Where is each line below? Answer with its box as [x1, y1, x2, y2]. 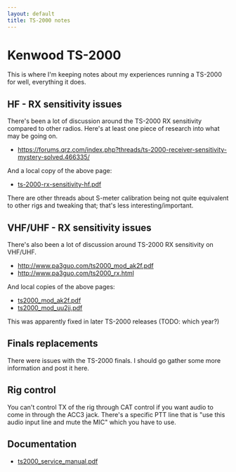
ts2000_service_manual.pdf [17, 457, 98, 465]
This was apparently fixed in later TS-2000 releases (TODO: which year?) [7, 317, 220, 326]
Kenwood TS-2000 [7, 47, 122, 63]
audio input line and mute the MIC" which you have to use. [7, 418, 177, 426]
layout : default [7, 10, 55, 18]
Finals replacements [7, 338, 98, 350]
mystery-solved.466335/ [17, 153, 90, 162]
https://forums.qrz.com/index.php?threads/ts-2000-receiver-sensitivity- [17, 146, 227, 154]
